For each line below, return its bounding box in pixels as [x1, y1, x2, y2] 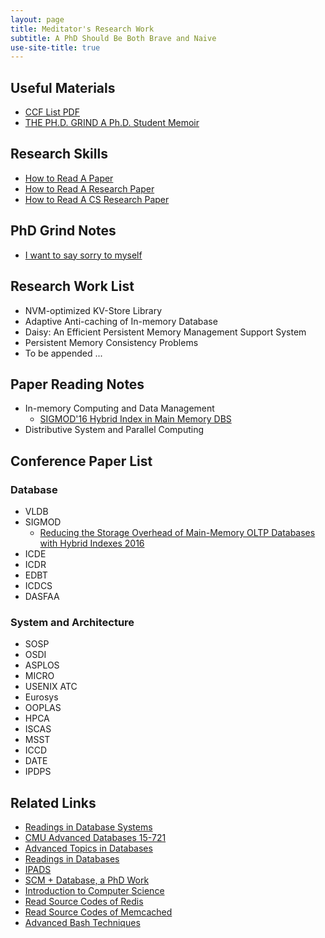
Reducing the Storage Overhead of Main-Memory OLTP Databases [39, 527, 316, 538]
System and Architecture [10, 615, 135, 629]
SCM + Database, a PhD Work [24, 874, 150, 886]
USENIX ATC [24, 681, 78, 693]
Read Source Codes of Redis [24, 896, 144, 908]
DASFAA [24, 591, 60, 602]
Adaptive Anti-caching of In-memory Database [24, 315, 218, 327]
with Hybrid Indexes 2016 [39, 537, 145, 549]
